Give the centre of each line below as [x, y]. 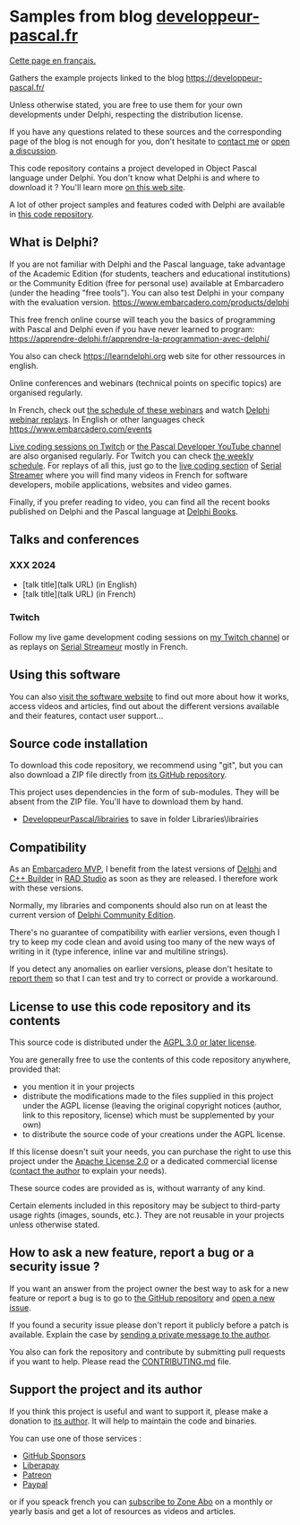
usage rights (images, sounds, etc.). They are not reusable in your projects [147, 1214]
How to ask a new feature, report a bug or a [132, 1253]
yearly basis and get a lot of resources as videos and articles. [123, 1511]
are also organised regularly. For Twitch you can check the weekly [132, 456]
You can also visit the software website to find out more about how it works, [149, 697]
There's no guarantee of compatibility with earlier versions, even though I [145, 933]
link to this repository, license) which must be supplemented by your [148, 1115]
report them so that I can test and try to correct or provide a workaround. [144, 978]
